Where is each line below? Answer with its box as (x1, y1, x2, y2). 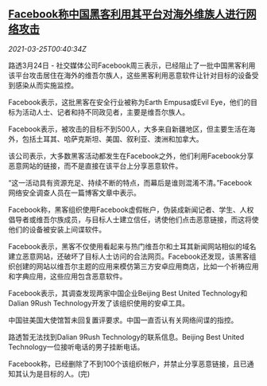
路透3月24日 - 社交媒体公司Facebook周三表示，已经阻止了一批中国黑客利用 (8, 60, 256, 70)
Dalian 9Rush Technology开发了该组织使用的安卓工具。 (8, 298, 189, 308)
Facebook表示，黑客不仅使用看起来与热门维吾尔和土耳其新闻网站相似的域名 (8, 241, 257, 251)
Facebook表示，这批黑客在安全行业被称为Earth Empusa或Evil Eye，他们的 (8, 97, 251, 107)
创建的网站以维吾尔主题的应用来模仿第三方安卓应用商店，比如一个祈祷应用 (14, 261, 259, 271)
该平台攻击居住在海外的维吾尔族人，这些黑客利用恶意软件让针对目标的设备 (8, 70, 252, 80)
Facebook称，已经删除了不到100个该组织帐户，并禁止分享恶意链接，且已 (8, 359, 248, 368)
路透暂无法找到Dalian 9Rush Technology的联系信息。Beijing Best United (8, 332, 245, 341)
